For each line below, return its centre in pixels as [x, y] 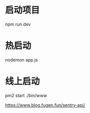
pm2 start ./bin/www [26, 95]
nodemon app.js [22, 59]
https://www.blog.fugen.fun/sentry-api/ [45, 105]
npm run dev [18, 24]
